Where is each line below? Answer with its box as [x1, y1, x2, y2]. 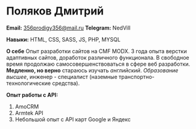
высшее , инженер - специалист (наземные [6, 73, 118, 80]
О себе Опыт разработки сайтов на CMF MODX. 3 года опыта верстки [6, 47, 187, 55]
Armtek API [14, 109, 43, 116]
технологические [6, 80, 51, 87]
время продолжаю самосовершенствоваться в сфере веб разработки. [6, 60, 191, 68]
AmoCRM [14, 102, 39, 110]
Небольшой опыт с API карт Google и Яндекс [14, 116, 131, 123]
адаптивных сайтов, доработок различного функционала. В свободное [6, 54, 189, 61]
